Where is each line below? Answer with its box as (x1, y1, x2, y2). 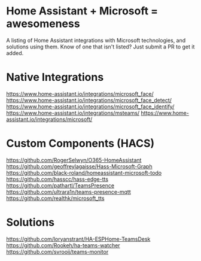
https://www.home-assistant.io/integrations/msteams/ (6, 109, 140, 116)
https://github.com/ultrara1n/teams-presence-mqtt (6, 188, 132, 195)
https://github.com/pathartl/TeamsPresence (6, 181, 115, 189)
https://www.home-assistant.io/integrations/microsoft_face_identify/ (6, 103, 175, 110)
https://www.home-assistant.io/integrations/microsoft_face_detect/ (6, 96, 172, 104)
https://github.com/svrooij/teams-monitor (6, 248, 109, 255)
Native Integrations (6, 71, 104, 84)
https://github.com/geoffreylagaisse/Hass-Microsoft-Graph (6, 163, 153, 170)
